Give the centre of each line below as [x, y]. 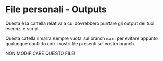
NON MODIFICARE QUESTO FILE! [40, 53]
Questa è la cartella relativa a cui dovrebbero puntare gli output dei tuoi [80, 23]
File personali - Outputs [56, 9]
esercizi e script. [23, 28]
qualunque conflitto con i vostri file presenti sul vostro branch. [71, 43]
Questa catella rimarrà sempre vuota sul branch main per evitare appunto [82, 38]
